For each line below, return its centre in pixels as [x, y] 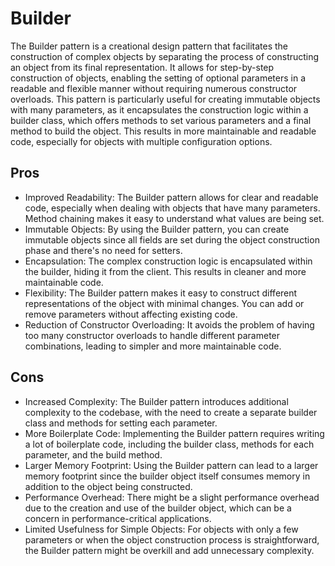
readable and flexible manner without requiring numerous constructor [154, 88]
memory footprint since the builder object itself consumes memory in [167, 476]
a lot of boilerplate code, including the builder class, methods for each [169, 444]
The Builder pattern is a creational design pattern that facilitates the [149, 46]
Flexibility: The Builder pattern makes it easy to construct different [161, 293]
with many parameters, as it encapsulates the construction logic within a [159, 109]
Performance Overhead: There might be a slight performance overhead [172, 497]
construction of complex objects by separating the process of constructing [165, 56]
